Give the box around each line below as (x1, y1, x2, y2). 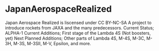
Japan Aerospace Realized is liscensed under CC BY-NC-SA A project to (5, 20, 152, 25)
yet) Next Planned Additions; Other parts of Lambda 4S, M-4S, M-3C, (5, 35, 146, 41)
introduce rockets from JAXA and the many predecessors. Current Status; (5, 25, 154, 30)
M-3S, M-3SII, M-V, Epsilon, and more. (13, 40, 91, 46)
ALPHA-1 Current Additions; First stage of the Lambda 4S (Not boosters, (5, 30, 151, 36)
